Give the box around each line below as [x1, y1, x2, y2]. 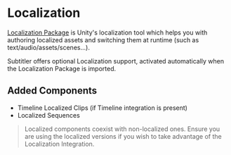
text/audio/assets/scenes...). [7, 43, 90, 51]
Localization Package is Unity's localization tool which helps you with [7, 28, 208, 37]
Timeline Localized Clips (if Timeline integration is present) [17, 104, 188, 112]
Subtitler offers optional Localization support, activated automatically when [7, 56, 225, 65]
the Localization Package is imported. [7, 64, 117, 73]
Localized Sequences [17, 111, 81, 119]
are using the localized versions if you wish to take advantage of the [24, 132, 223, 140]
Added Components [7, 85, 98, 97]
